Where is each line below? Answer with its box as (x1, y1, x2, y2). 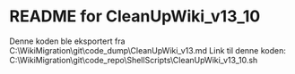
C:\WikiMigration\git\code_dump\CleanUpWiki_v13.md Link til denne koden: (9, 45, 287, 55)
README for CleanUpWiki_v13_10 (9, 6, 261, 27)
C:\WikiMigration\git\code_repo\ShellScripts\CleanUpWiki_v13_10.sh (9, 54, 258, 65)
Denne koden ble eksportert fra (9, 36, 126, 46)
